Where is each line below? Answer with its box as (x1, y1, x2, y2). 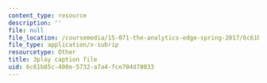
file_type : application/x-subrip (8, 41, 119, 49)
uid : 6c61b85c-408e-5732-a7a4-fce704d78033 (8, 63, 155, 71)
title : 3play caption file (8, 56, 98, 64)
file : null (8, 26, 44, 34)
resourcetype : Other (8, 48, 77, 56)
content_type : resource (8, 11, 87, 20)
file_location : (8, 33, 59, 42)
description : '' (8, 19, 62, 27)
